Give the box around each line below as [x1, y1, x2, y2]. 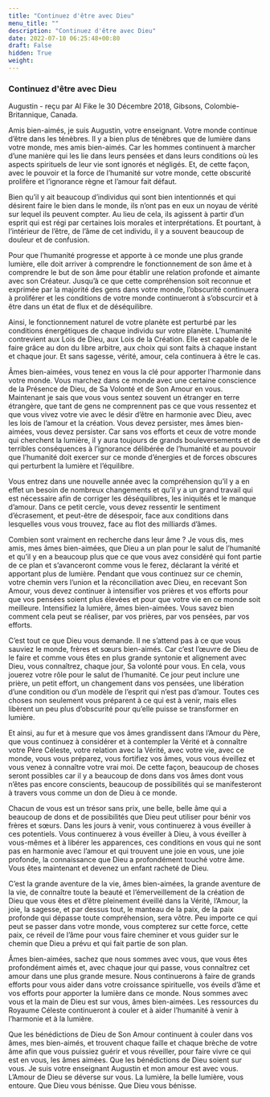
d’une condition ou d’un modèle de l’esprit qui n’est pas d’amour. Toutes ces [8, 687, 260, 697]
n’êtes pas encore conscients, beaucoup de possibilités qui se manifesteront [8, 780, 262, 789]
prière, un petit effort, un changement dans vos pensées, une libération [8, 678, 244, 688]
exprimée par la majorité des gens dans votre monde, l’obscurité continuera [8, 284, 260, 294]
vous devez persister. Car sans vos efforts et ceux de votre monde [35, 427, 257, 436]
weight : [8, 57, 35, 65]
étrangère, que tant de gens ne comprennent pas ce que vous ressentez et [8, 401, 257, 411]
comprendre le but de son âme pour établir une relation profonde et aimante [8, 268, 260, 277]
